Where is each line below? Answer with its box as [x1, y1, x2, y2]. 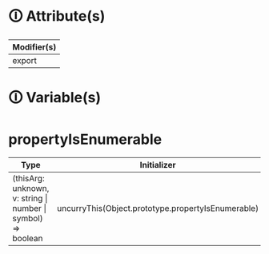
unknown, [12, 183, 50, 194]
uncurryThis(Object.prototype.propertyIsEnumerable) [57, 203, 259, 214]
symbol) [12, 213, 43, 224]
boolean [12, 233, 43, 244]
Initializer [139, 160, 176, 171]
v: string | [12, 193, 48, 204]
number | [12, 203, 46, 214]
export [12, 54, 38, 65]
